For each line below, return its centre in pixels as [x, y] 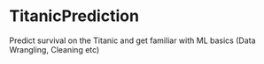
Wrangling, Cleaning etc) [54, 49]
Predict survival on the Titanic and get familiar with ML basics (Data [132, 40]
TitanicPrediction [74, 16]
